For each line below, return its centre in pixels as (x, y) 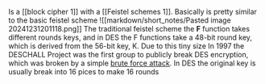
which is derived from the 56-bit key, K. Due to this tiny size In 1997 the (126, 46)
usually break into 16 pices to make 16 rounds (84, 71)
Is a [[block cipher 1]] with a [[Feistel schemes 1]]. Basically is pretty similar (133, 12)
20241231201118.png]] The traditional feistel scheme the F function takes (129, 29)
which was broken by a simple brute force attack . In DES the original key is (132, 63)
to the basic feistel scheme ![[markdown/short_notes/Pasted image (120, 20)
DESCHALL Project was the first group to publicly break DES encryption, (128, 55)
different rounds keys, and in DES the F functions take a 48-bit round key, (130, 37)
